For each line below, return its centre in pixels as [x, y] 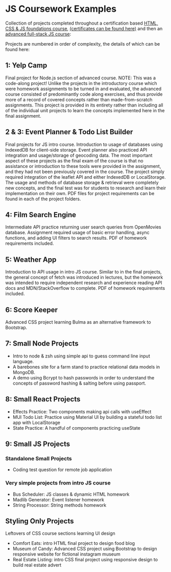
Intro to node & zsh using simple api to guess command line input [81, 356]
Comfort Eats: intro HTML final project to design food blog [74, 543]
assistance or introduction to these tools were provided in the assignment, [83, 166]
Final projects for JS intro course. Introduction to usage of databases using [84, 144]
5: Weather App [31, 259]
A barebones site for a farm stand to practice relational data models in [86, 367]
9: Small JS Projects [38, 444]
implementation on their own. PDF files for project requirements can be [80, 193]
